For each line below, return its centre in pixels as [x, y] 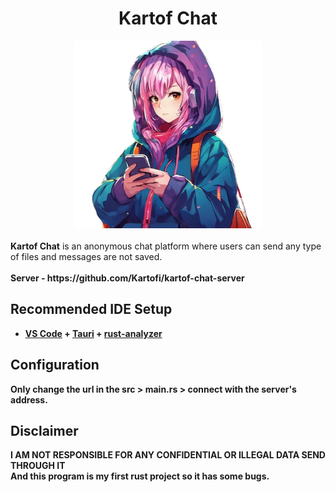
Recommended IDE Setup [91, 309]
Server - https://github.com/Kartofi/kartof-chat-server [127, 278]
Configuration [55, 365]
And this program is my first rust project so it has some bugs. [140, 476]
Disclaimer [44, 430]
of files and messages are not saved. [86, 256]
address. [29, 399]
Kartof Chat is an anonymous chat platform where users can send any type [166, 246]
